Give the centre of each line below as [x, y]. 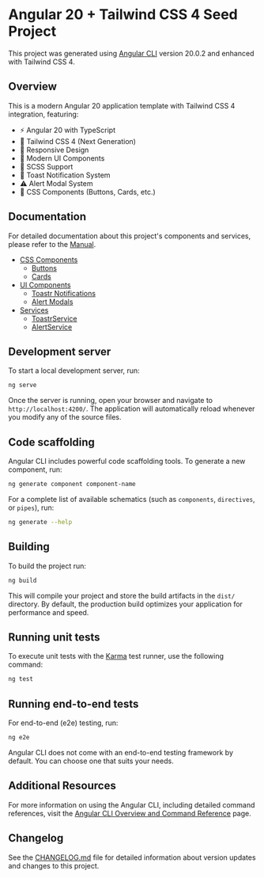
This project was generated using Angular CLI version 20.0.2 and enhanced [131, 53]
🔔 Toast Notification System [65, 175]
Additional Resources [62, 786]
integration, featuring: [43, 114]
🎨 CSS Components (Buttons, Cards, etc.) [87, 192]
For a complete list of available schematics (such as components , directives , [132, 499]
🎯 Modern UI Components [62, 158]
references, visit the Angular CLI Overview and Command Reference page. [130, 813]
